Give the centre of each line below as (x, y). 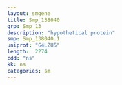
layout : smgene (29, 13)
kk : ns (17, 64)
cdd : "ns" (21, 58)
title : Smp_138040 (33, 20)
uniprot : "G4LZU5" (33, 45)
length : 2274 (28, 52)
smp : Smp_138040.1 (33, 39)
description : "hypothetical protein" (61, 33)
